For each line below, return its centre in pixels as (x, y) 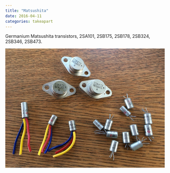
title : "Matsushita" (27, 11)
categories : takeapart (29, 21)
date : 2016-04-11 (24, 16)
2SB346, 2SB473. (24, 42)
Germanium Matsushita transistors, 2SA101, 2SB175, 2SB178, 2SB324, (78, 36)
